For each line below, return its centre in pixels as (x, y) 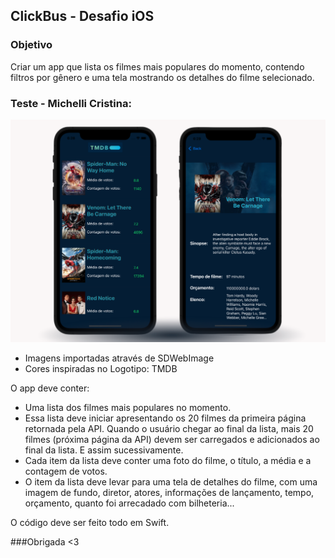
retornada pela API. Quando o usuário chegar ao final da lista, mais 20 (169, 428)
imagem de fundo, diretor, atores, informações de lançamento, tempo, (169, 492)
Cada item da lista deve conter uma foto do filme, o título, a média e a (168, 460)
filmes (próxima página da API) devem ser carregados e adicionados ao (172, 439)
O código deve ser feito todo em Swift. (90, 522)
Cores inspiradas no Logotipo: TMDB (101, 368)
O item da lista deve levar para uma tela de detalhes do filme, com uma (171, 481)
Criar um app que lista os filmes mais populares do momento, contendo (157, 66)
